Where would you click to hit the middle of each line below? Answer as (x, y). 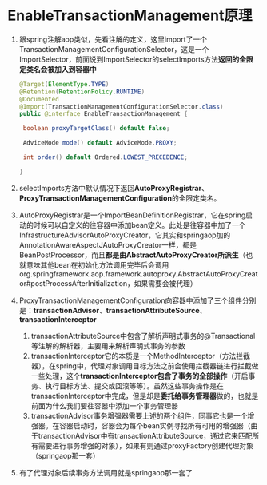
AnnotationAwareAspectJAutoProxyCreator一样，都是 (108, 244)
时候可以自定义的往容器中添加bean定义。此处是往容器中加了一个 (139, 225)
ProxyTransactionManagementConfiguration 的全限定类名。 (120, 198)
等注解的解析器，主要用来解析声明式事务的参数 (108, 346)
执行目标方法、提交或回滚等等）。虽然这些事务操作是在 (135, 386)
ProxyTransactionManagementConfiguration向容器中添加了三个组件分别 (137, 300)
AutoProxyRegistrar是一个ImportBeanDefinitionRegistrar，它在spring (132, 215)
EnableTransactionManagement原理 (130, 16)
